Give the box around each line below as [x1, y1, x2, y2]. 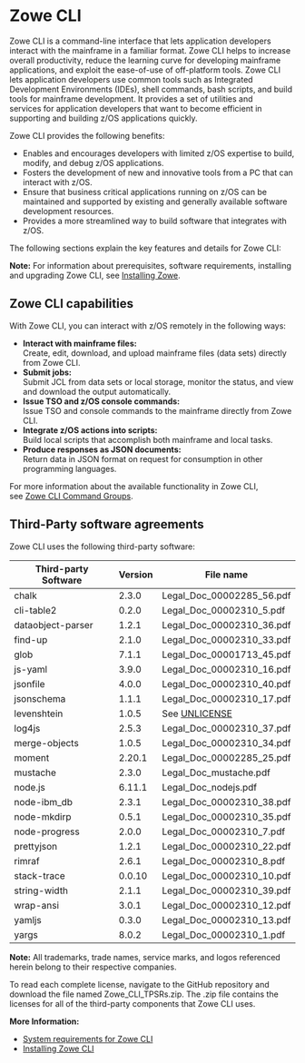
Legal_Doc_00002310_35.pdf [162, 810, 291, 822]
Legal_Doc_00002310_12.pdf [162, 899, 291, 911]
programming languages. [22, 463, 117, 474]
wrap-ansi [14, 899, 60, 911]
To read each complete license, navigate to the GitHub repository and [9, 979, 270, 989]
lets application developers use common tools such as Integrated [9, 74, 253, 84]
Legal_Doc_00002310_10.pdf [162, 869, 291, 881]
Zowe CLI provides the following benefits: [9, 130, 165, 141]
